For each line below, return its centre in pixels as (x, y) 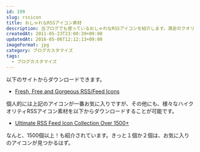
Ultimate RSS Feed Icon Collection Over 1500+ (72, 123)
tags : (13, 56)
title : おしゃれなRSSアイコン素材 (44, 23)
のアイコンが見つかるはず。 (40, 142)
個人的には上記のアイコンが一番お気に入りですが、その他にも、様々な (92, 103)
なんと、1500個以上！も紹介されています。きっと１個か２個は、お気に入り (98, 135)
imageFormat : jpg (28, 45)
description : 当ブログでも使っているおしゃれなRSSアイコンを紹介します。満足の (94, 28)
